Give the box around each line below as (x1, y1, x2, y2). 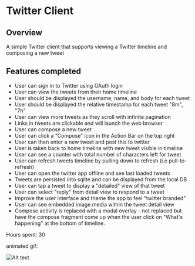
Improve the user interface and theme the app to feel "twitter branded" (14, 194, 186, 201)
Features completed (6, 66, 81, 77)
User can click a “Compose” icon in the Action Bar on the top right (14, 132, 175, 139)
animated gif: (6, 242, 38, 250)
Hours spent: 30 (6, 231, 46, 238)
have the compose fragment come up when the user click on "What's (14, 213, 183, 220)
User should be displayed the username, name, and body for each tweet (14, 94, 190, 101)
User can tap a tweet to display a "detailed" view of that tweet (14, 182, 165, 189)
